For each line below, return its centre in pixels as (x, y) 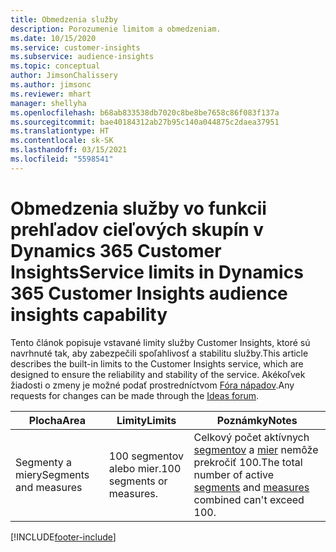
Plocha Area (57, 420)
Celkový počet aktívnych (251, 437)
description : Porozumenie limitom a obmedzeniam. (116, 29)
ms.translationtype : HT (60, 131)
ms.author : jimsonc (51, 85)
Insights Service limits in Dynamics (157, 272)
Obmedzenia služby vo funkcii (138, 208)
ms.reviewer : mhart (51, 94)
